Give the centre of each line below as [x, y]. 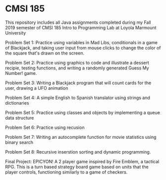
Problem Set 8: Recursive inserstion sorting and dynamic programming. [78, 152]
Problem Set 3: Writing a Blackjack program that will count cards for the [78, 83]
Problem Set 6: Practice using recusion [45, 127]
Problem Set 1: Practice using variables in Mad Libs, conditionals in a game [81, 42]
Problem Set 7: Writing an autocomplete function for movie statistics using [81, 137]
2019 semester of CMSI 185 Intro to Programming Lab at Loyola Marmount [81, 27]
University [16, 33]
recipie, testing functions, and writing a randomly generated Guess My [77, 68]
